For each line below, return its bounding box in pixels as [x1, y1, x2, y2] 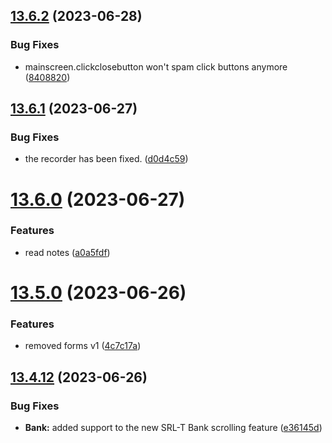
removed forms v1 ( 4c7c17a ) [24, 340, 142, 352]
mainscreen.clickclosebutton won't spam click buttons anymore [24, 60, 288, 73]
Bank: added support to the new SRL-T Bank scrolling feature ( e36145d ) [24, 422, 323, 434]
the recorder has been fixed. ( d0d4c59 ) [24, 153, 189, 165]
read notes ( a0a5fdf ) [24, 246, 111, 258]
